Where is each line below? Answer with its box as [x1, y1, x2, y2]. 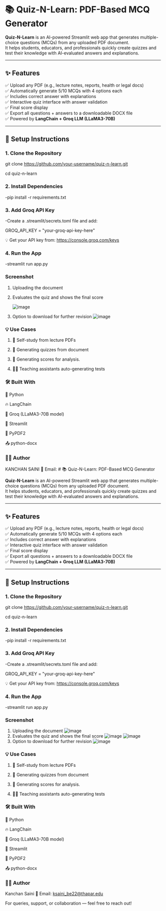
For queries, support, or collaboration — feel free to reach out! [5, 900, 132, 907]
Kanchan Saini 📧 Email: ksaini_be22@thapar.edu [5, 891, 104, 897]
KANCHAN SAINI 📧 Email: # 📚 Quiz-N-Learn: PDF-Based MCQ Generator [5, 466, 155, 472]
